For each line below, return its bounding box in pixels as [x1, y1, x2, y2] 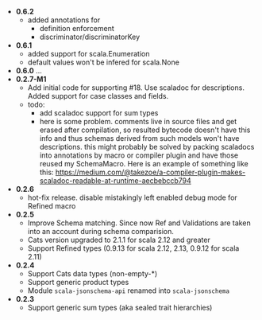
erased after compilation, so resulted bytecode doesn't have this [39, 125, 251, 135]
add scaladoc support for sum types [39, 108, 159, 118]
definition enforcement [39, 24, 115, 33]
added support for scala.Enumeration [27, 49, 150, 58]
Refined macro [27, 201, 76, 210]
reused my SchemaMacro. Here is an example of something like [39, 159, 249, 168]
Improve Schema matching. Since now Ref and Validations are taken [27, 218, 252, 228]
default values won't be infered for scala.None [27, 57, 180, 67]
